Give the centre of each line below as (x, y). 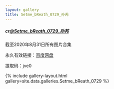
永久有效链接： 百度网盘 (29, 55)
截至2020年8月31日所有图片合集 (38, 44)
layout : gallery (22, 10)
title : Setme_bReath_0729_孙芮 (37, 14)
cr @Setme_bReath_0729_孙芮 (37, 31)
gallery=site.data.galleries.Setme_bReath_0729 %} (57, 81)
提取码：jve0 (18, 66)
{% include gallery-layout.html (36, 76)
